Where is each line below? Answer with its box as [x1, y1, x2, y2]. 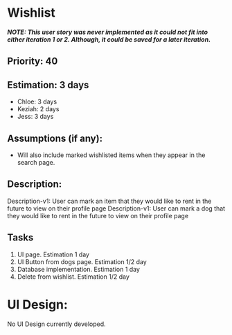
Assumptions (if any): [7, 132, 102, 144]
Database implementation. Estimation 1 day [17, 265, 141, 273]
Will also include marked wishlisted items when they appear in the [17, 151, 206, 159]
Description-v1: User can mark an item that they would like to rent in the [7, 197, 212, 205]
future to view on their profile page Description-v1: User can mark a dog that [7, 204, 226, 213]
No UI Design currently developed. [7, 320, 106, 328]
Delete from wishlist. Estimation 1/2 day [17, 272, 130, 281]
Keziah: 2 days [17, 105, 60, 113]
